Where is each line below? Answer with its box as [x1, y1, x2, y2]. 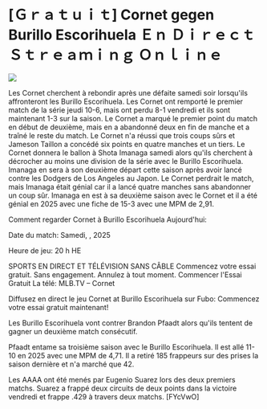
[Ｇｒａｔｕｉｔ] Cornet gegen [8, 6, 215, 24]
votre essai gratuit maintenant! [8, 302, 109, 312]
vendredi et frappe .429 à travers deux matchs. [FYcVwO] [8, 391, 200, 401]
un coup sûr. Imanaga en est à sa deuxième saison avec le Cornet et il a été [8, 190, 258, 200]
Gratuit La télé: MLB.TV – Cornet [8, 278, 115, 288]
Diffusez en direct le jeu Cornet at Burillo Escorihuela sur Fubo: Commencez [8, 293, 260, 304]
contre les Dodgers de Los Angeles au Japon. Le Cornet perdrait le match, [8, 173, 254, 183]
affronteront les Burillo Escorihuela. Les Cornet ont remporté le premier [8, 96, 243, 106]
